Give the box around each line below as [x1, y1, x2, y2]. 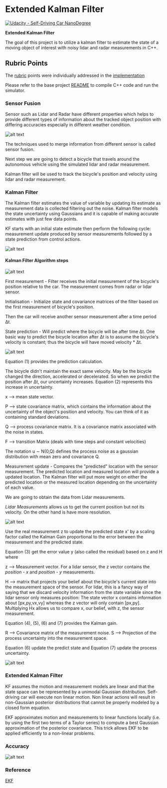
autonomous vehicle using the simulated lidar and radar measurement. [5, 161, 150, 168]
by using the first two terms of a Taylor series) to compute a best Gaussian [5, 720, 159, 726]
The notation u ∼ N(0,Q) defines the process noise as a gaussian [5, 448, 139, 454]
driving [5, 694, 20, 700]
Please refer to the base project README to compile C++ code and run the [5, 82, 159, 88]
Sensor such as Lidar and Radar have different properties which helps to [5, 111, 154, 117]
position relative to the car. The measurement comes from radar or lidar [5, 283, 152, 289]
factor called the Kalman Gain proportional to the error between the [5, 533, 144, 539]
